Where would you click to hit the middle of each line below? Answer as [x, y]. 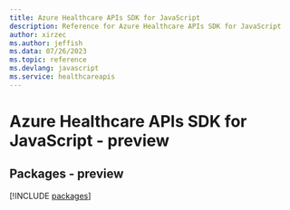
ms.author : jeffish [46, 43]
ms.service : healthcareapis [63, 77]
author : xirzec [38, 34]
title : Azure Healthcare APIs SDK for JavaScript [105, 18]
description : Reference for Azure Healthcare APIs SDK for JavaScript [145, 26]
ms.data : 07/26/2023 [48, 52]
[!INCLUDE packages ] [50, 196]
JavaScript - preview [90, 140]
